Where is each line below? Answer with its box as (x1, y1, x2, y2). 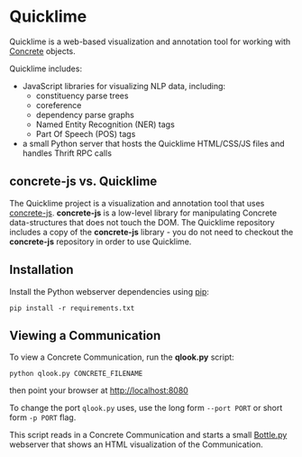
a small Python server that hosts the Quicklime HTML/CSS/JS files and (22, 138, 286, 149)
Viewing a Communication (9, 327, 161, 343)
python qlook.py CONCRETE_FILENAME (9, 370, 143, 379)
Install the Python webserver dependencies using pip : (9, 286, 210, 297)
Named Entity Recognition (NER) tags (35, 119, 176, 130)
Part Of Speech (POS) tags (35, 128, 136, 139)
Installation (9, 262, 74, 278)
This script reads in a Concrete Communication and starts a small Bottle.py (9, 430, 288, 441)
